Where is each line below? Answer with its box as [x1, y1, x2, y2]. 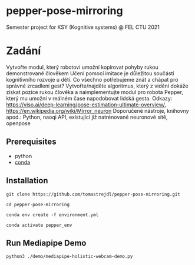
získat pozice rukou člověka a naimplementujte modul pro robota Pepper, [6, 88, 184, 95]
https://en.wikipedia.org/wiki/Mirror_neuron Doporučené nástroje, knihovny [6, 107, 190, 114]
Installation [6, 176, 48, 186]
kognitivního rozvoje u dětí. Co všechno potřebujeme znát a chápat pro [6, 76, 179, 83]
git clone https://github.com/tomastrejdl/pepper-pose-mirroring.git [6, 191, 181, 197]
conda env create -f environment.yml [6, 212, 99, 218]
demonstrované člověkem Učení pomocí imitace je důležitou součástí [6, 69, 174, 77]
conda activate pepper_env [6, 222, 72, 228]
